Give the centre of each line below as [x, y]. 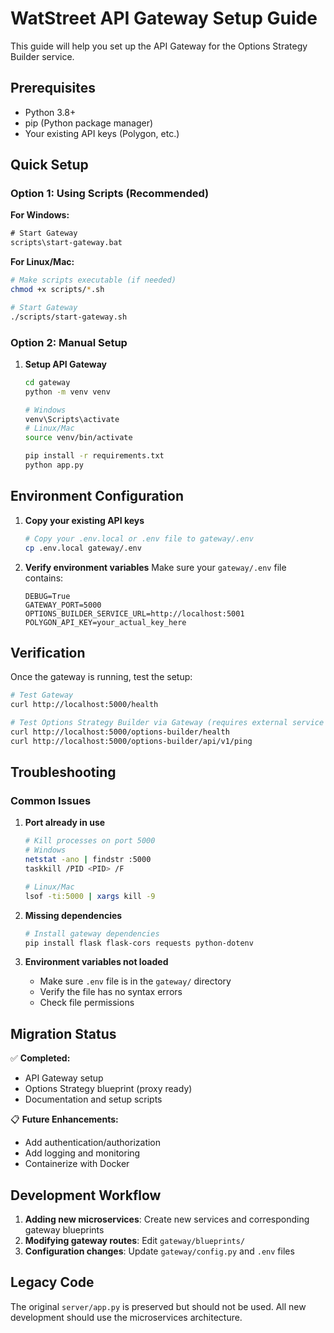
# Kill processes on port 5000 [90, 841]
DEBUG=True [47, 596]
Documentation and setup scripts [93, 1099]
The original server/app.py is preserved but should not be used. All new [158, 1306]
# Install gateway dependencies [92, 933]
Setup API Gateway [66, 364]
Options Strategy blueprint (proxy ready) [108, 1089]
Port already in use [65, 823]
